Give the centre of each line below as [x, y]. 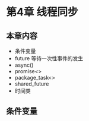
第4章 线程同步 [42, 12]
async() [24, 65]
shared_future [32, 84]
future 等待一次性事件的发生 [49, 58]
